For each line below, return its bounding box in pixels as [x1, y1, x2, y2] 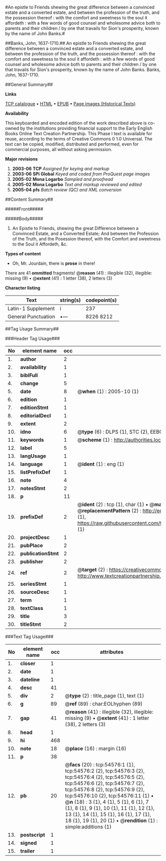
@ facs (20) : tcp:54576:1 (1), [65, 761, 135, 768]
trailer [20, 848, 35, 854]
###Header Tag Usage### [5, 335, 60, 341]
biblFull [20, 372, 38, 379]
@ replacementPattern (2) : [77, 507, 142, 514]
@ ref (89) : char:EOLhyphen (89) [65, 701, 143, 707]
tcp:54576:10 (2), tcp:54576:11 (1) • [65, 792, 154, 799]
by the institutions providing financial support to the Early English [20, 125, 153, 131]
